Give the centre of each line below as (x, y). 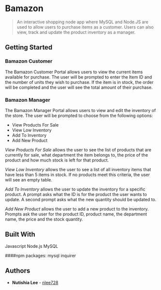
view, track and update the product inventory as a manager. (76, 32)
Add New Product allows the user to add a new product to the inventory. (77, 209)
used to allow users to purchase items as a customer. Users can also (85, 27)
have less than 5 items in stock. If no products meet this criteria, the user (78, 175)
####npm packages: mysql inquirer (41, 256)
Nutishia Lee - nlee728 (35, 282)
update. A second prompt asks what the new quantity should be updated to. (81, 199)
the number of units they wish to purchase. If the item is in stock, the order (79, 82)
